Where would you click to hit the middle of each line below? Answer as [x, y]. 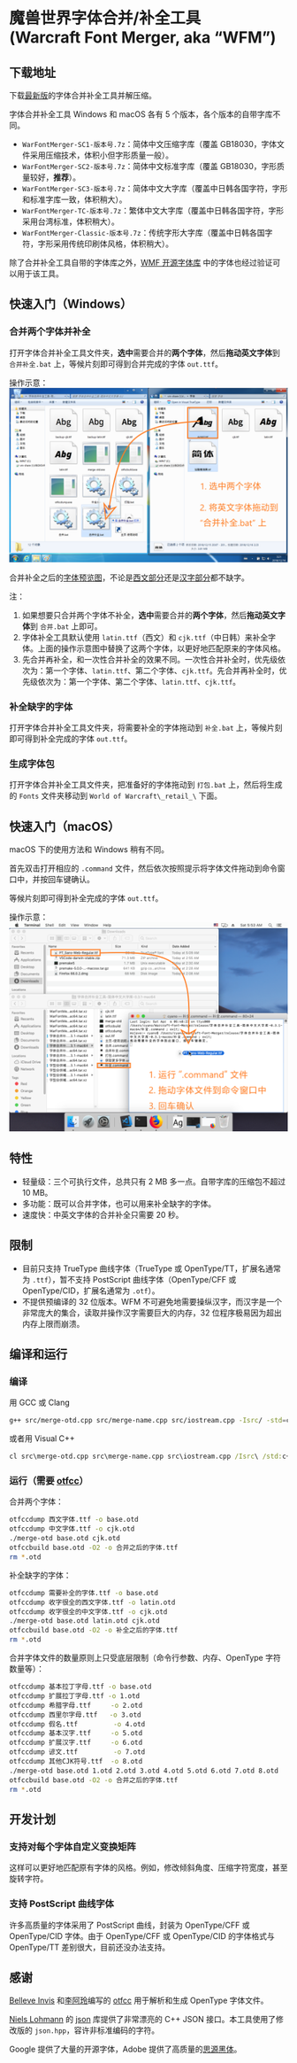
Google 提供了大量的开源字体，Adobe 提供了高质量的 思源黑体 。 [126, 2049]
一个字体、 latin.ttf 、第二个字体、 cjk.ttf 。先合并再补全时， [166, 671]
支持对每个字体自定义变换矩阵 [73, 1846]
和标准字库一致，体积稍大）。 [74, 199]
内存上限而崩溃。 [53, 1323]
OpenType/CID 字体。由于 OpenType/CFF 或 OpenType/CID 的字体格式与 [142, 1935]
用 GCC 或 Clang [40, 1403]
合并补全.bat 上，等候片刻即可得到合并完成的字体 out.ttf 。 [116, 363]
